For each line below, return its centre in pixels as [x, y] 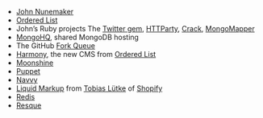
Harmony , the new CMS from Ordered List [86, 54]
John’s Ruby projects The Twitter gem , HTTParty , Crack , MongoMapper [136, 28]
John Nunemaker [45, 12]
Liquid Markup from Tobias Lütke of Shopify [89, 88]
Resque [29, 105]
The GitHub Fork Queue [55, 46]
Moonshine [35, 63]
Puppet [28, 71]
